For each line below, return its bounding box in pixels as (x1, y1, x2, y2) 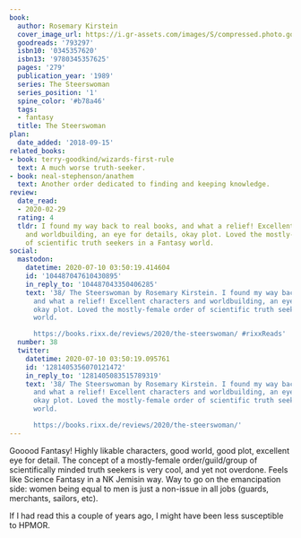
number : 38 (17, 338, 58, 347)
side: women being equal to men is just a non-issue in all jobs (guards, (9, 483, 269, 494)
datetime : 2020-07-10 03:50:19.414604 (25, 264, 170, 273)
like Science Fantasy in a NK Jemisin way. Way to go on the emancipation (9, 473, 281, 484)
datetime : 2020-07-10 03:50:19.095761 (25, 354, 170, 363)
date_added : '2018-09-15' (17, 138, 115, 147)
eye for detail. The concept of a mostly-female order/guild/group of (9, 455, 258, 465)
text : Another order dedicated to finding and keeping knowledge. (17, 180, 271, 189)
